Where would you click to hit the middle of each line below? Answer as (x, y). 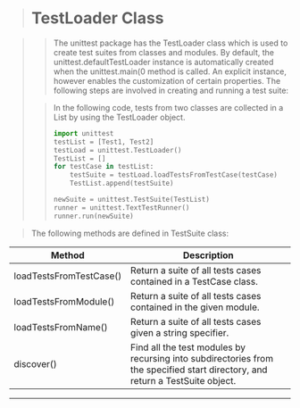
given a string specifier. (180, 332)
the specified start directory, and (199, 370)
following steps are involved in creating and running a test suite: (171, 90)
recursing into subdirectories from (202, 358)
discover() (36, 363)
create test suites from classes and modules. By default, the (164, 52)
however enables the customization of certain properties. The (167, 80)
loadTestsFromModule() (64, 301)
